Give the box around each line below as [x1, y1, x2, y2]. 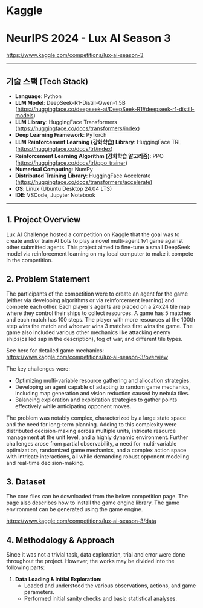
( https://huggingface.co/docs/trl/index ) [14, 145, 113, 152]
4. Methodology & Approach [6, 535, 115, 545]
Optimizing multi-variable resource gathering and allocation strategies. [14, 377, 192, 384]
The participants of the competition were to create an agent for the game [6, 290, 188, 297]
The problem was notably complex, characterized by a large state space [6, 414, 186, 421]
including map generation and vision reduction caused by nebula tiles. [14, 389, 190, 397]
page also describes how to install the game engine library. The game [6, 499, 180, 506]
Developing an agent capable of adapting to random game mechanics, [14, 383, 191, 391]
